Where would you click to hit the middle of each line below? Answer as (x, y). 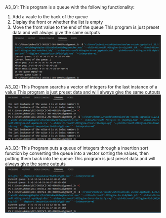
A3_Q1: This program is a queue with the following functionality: (70, 7)
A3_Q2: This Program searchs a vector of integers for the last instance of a (81, 87)
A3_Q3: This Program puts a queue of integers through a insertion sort (77, 148)
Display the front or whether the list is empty (58, 22)
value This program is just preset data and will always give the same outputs (83, 92)
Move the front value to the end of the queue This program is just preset (86, 27)
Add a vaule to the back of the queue (50, 17)
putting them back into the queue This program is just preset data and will (80, 159)
